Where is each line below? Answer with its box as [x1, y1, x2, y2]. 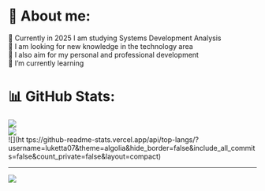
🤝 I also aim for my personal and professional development [8, 50, 200, 59]
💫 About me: [8, 7, 91, 25]
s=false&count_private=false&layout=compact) [8, 152, 162, 161]
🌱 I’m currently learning [8, 58, 84, 68]
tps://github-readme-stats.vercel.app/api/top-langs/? [26, 134, 200, 144]
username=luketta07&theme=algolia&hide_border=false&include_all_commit [8, 143, 256, 152]
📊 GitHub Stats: [8, 88, 116, 106]
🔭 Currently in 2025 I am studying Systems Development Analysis [8, 33, 222, 43]
